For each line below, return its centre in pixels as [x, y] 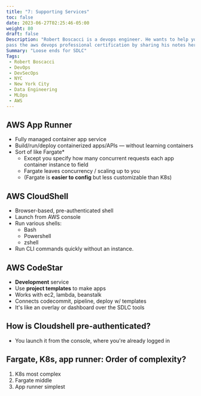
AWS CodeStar [35, 268]
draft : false [22, 34]
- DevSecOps [24, 73]
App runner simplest [40, 386]
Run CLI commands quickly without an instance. [74, 249]
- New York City [29, 84]
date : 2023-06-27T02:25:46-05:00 [48, 23]
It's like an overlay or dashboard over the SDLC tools [80, 307]
